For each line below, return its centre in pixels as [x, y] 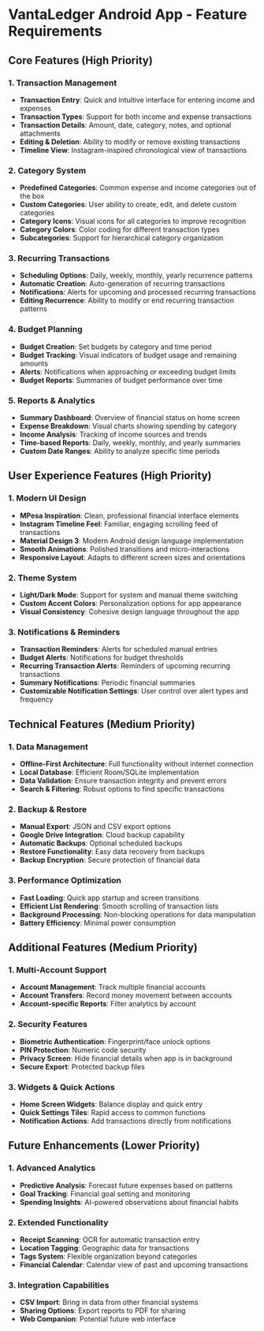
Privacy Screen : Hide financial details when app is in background [126, 1058]
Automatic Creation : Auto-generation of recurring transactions [122, 284]
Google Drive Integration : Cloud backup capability [102, 835]
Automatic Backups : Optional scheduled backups [101, 843]
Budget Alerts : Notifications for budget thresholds [101, 658]
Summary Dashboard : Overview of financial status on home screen [130, 418]
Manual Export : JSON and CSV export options [95, 827]
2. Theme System [43, 578]
